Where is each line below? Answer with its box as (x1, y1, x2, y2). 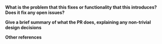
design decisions (5, 24, 41, 30)
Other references (5, 34, 42, 40)
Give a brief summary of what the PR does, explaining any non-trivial (5, 19, 151, 25)
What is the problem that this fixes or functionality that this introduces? (5, 4, 157, 10)
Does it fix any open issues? (5, 9, 65, 15)
